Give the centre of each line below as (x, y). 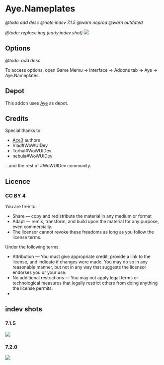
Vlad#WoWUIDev (30, 145)
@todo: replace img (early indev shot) (44, 32)
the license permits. (33, 288)
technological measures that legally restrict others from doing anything (85, 283)
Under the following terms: (33, 247)
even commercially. (32, 227)
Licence (18, 182)
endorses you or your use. (39, 272)
